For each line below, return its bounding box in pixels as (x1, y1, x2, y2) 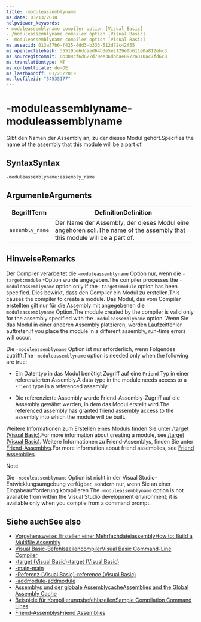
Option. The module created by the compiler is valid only (56, 308, 194, 316)
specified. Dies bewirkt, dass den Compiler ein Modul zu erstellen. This (6, 289, 180, 296)
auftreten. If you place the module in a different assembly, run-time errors (6, 327, 187, 334)
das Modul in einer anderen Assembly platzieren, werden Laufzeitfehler (6, 321, 182, 328)
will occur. (6, 334, 32, 341)
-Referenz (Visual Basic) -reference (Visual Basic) (14, 571, 136, 578)
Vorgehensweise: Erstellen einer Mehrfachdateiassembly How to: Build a (14, 532, 193, 540)
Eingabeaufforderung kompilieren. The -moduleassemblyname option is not (6, 486, 184, 493)
